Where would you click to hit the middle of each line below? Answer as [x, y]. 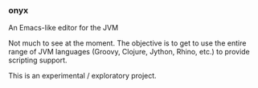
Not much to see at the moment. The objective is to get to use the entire [127, 43]
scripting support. [38, 60]
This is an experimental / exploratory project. [82, 76]
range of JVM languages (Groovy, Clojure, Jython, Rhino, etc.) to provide [129, 52]
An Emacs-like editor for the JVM [63, 28]
